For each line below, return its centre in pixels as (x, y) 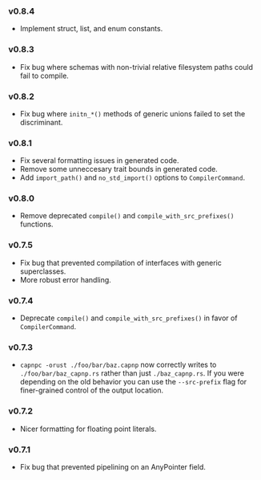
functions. (36, 224)
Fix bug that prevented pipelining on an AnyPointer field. (113, 466)
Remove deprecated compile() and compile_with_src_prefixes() (127, 216)
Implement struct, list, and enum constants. (91, 29)
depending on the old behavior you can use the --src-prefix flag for (133, 382)
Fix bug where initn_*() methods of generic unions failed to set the (133, 113)
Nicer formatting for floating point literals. (88, 429)
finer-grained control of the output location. (92, 390)
